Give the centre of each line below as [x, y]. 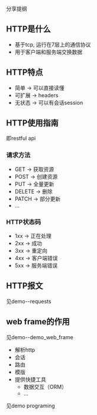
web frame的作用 [38, 322]
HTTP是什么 [29, 29]
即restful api [21, 139]
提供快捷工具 [30, 379]
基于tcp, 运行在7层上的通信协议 [53, 44]
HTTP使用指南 [33, 123]
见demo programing [30, 406]
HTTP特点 [25, 73]
